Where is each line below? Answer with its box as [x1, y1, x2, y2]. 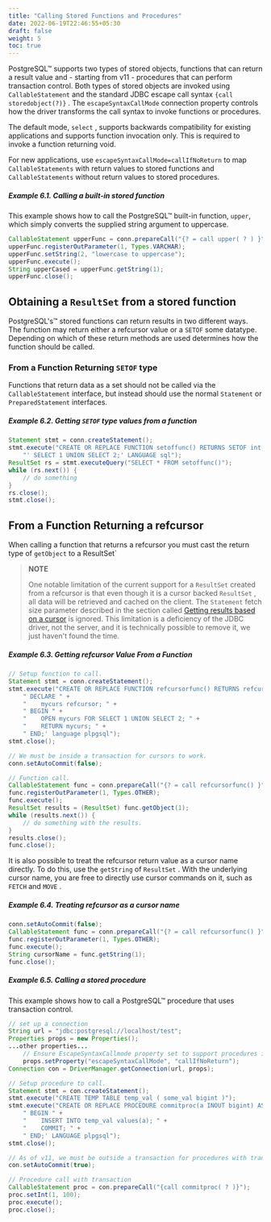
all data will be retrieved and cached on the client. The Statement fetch [27, 597, 262, 607]
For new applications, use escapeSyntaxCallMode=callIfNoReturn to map [8, 155, 248, 165]
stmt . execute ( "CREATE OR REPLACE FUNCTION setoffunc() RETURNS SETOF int [8, 444, 262, 452]
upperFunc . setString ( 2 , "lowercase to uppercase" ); [8, 250, 186, 258]
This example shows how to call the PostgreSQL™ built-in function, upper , [8, 211, 252, 221]
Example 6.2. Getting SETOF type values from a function [8, 416, 198, 426]
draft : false [8, 27, 52, 35]
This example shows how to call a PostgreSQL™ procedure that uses [8, 995, 235, 1005]
